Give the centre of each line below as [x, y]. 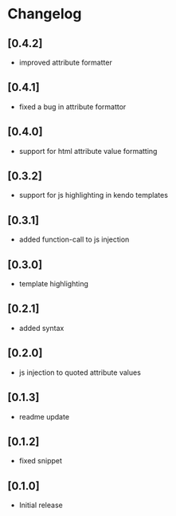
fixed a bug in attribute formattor [72, 106]
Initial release [41, 505]
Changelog [45, 14]
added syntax [41, 328]
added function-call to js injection [74, 239]
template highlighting [54, 284]
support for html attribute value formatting [88, 151]
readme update [44, 416]
